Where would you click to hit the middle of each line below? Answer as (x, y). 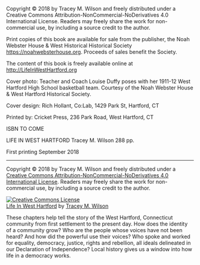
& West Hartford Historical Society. (49, 94)
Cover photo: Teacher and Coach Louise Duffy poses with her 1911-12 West (98, 81)
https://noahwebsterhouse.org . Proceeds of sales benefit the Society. (92, 52)
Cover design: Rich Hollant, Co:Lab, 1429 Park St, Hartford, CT (83, 106)
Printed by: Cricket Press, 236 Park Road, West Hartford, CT (80, 117)
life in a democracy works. (39, 255)
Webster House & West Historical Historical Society (69, 45)
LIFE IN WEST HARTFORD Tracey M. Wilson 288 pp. (70, 140)
